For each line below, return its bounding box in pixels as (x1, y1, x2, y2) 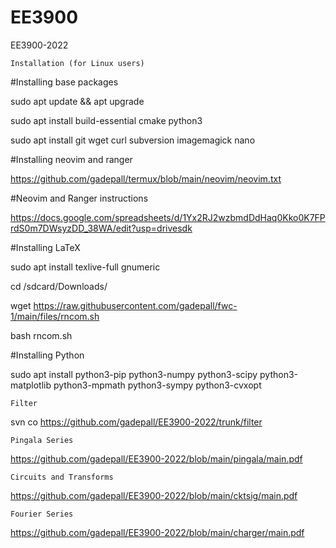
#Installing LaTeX (10, 241, 81, 253)
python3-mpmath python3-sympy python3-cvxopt (53, 379, 262, 391)
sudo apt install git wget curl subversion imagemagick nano (10, 134, 256, 146)
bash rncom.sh (10, 329, 73, 341)
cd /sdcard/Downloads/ (10, 280, 108, 292)
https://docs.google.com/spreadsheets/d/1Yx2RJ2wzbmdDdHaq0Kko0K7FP (10, 211, 326, 223)
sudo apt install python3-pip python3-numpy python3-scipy (10, 368, 258, 380)
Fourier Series (10, 509, 74, 519)
